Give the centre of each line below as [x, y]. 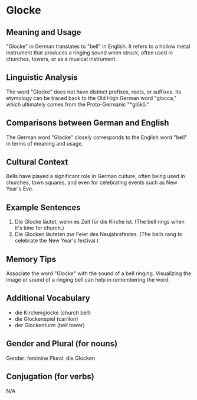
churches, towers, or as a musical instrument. [61, 59]
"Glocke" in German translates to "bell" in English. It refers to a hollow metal [98, 46]
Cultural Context [37, 162]
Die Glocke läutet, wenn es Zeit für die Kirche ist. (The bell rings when [99, 222]
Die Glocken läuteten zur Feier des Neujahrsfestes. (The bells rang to [98, 234]
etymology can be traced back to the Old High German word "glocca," [91, 98]
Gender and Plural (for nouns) [62, 344]
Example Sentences [43, 207]
